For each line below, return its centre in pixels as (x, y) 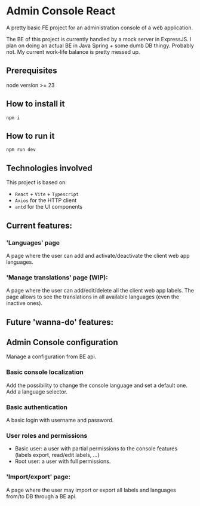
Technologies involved (49, 168)
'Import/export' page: (38, 477)
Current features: (39, 225)
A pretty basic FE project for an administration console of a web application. (100, 28)
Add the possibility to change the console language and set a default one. (97, 385)
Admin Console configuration (62, 342)
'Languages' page (33, 242)
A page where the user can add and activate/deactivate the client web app (98, 255)
